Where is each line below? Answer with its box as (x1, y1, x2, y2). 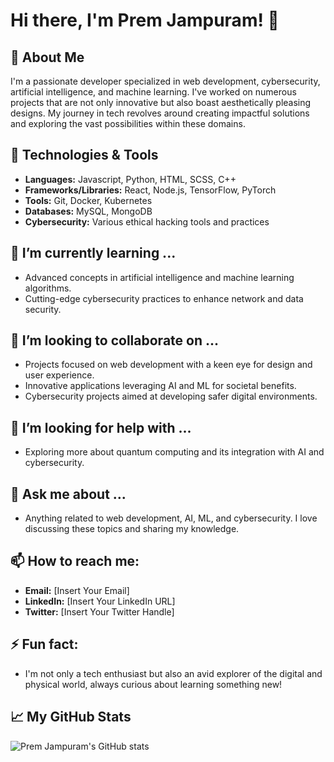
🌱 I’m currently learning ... (10, 245, 177, 262)
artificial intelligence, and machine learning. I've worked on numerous (10, 86, 297, 98)
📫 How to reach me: (10, 553, 140, 570)
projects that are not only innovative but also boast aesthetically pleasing (10, 97, 312, 108)
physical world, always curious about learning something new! (24, 678, 283, 690)
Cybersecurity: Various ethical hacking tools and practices (24, 215, 270, 228)
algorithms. (24, 282, 72, 294)
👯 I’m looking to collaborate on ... (10, 332, 220, 349)
